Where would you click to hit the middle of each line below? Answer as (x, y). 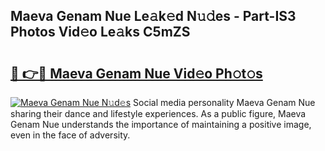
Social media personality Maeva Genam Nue (224, 102)
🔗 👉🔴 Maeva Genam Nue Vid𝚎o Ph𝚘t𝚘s (136, 73)
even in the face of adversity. (70, 135)
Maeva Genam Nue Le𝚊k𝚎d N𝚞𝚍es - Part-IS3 (153, 16)
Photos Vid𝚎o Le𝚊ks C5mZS (100, 32)
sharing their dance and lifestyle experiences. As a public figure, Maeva (158, 113)
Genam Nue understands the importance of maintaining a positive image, (161, 124)
